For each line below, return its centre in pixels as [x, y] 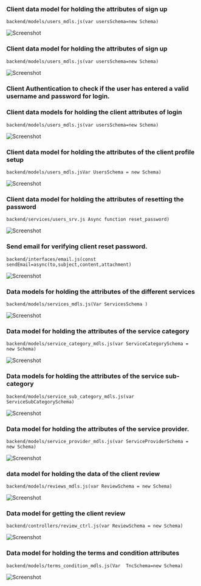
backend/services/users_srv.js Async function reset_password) [88, 220]
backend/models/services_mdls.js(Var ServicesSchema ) [77, 304]
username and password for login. [58, 96]
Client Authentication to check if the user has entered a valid [98, 88]
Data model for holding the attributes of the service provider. [98, 429]
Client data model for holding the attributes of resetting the [95, 200]
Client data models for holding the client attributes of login [94, 113]
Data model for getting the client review [66, 514]
